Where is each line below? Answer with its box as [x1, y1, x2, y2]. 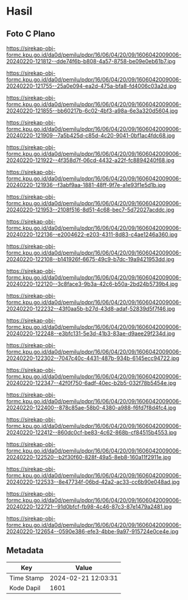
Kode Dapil [9, 584, 41, 592]
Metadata [6, 545, 44, 556]
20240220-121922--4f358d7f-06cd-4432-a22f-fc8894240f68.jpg [6, 157, 175, 164]
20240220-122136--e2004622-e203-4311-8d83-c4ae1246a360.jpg [6, 231, 178, 238]
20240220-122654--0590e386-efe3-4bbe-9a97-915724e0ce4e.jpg [6, 528, 179, 535]
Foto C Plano [6, 29, 55, 39]
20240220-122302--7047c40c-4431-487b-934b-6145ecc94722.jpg [6, 355, 179, 362]
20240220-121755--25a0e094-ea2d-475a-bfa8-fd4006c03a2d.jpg [6, 82, 176, 90]
